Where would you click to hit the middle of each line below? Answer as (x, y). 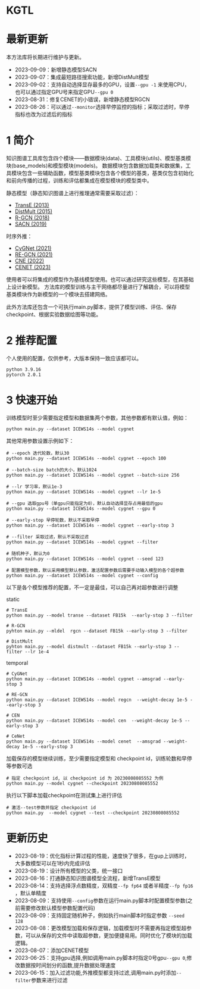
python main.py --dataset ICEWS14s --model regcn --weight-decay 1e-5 (97, 700)
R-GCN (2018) (32, 218)
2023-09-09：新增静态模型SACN (56, 70)
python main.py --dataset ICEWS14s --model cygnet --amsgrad (84, 679)
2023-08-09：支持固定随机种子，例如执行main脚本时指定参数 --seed (99, 915)
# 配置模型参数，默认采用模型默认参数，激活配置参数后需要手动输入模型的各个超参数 (95, 570)
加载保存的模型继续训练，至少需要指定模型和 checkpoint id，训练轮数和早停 (99, 758)
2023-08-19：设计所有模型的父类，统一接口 (69, 871)
